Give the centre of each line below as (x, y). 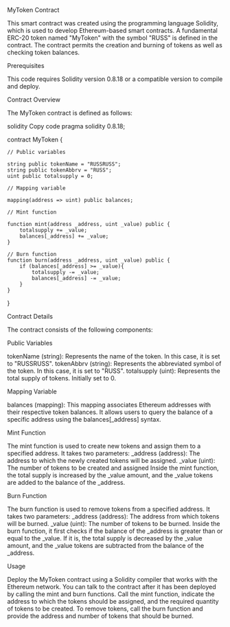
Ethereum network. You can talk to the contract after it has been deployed (112, 587)
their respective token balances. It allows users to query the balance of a (110, 412)
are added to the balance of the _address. (66, 482)
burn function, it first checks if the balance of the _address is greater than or (115, 531)
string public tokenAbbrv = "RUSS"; (59, 170)
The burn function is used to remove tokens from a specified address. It (109, 509)
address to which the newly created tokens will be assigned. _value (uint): (111, 460)
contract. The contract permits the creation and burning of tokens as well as (115, 45)
